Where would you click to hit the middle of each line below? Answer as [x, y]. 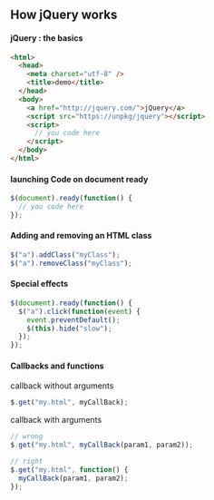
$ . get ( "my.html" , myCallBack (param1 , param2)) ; [102, 445]
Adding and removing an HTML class [81, 236]
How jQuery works [64, 15]
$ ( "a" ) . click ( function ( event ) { [80, 311]
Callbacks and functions [57, 366]
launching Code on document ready [79, 179]
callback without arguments [62, 386]
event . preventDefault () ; [73, 320]
